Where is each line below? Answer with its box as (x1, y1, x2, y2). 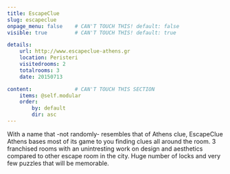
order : (19, 99, 38, 105)
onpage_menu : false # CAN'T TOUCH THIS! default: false (7, 23, 180, 29)
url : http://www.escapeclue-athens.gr (19, 48, 130, 55)
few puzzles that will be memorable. (7, 159, 110, 167)
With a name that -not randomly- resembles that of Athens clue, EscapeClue (7, 129, 223, 138)
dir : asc (32, 111, 57, 119)
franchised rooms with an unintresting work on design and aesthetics (7, 145, 203, 153)
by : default (32, 105, 67, 112)
